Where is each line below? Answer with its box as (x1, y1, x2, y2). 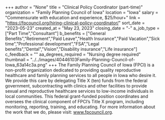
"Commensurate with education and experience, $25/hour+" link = (5, 15, 141, 20)
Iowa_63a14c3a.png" (5, 62, 48, 68)
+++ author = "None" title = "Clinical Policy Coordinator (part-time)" (5, 4, 143, 10)
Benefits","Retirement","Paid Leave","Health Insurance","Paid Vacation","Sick (5, 36, 160, 41)
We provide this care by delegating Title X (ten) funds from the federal (5, 78, 148, 83)
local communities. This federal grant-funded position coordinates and (5, 93, 149, 99)
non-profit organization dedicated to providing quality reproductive (5, 67, 141, 73)
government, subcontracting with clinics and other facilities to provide (5, 83, 147, 88)
